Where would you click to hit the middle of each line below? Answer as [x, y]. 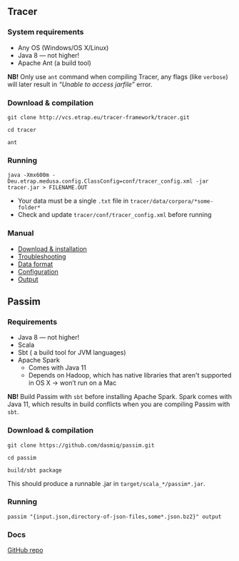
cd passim [22, 458]
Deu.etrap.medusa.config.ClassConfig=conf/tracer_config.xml [100, 181]
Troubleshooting [42, 256]
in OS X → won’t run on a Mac [72, 383]
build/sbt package [35, 470]
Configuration [38, 271]
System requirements [46, 32]
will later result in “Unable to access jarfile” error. [80, 84]
